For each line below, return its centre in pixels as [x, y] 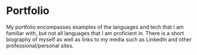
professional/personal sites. [40, 46]
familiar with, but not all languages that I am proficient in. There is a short [95, 33]
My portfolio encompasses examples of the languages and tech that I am [95, 27]
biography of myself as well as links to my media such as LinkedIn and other [99, 39]
